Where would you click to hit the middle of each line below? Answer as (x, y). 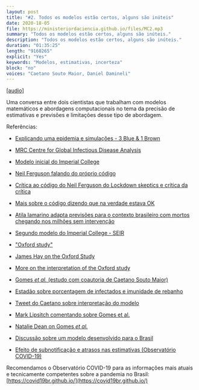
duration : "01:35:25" (33, 46)
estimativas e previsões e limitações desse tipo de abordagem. (84, 115)
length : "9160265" (29, 51)
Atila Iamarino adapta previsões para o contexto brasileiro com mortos (102, 215)
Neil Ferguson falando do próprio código (65, 174)
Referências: (22, 127)
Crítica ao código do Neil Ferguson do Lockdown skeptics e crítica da (101, 185)
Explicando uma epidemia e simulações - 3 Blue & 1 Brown (88, 139)
